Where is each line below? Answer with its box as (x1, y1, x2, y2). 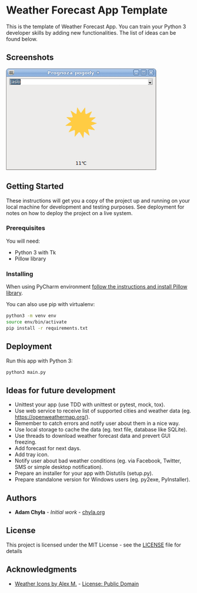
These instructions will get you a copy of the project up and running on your (6, 197, 190, 204)
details (6, 547, 22, 554)
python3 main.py (6, 369, 46, 375)
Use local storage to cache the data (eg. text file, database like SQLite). (14, 426, 188, 433)
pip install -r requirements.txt (6, 325, 88, 331)
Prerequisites (6, 224, 45, 232)
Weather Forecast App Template (6, 4, 168, 17)
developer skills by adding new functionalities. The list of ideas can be (6, 29, 176, 36)
